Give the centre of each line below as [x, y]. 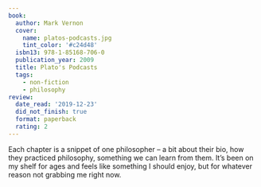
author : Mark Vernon [49, 23]
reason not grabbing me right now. [65, 174]
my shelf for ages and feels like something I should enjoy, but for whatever [130, 166]
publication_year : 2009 [55, 60]
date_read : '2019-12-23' [56, 104]
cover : [26, 30]
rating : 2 [31, 127]
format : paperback [46, 119]
